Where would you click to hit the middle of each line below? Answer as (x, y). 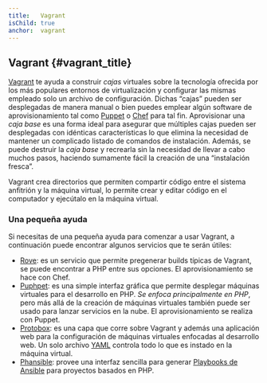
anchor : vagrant (37, 30)
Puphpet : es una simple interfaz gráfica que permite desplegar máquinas (139, 286)
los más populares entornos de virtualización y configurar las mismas (122, 90)
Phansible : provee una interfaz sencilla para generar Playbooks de (129, 362)
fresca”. (21, 166)
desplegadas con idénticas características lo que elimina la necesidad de (128, 133)
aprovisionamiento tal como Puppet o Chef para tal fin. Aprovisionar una (127, 115)
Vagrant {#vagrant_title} (70, 63)
